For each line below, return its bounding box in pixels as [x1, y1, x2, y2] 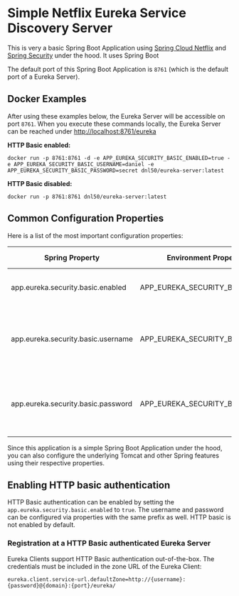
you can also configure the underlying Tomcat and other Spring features [7, 451, 219, 460]
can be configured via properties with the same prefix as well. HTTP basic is [7, 513, 231, 521]
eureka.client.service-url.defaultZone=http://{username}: [7, 575, 186, 583]
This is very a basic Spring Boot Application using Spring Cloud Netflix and [7, 43, 226, 52]
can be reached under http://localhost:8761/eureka [7, 126, 156, 136]
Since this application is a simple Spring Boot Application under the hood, [7, 443, 223, 452]
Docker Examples [7, 93, 87, 105]
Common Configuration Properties [7, 212, 164, 224]
